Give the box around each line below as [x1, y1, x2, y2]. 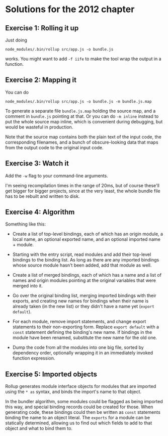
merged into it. [12, 283, 43, 289]
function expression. [12, 355, 55, 361]
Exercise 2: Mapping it [5, 76, 77, 84]
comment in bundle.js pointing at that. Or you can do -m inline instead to [5, 113, 159, 119]
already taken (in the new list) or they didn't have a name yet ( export [12, 303, 154, 310]
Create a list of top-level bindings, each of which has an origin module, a [12, 231, 163, 237]
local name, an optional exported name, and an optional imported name [12, 236, 161, 242]
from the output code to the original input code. [5, 144, 104, 150]
